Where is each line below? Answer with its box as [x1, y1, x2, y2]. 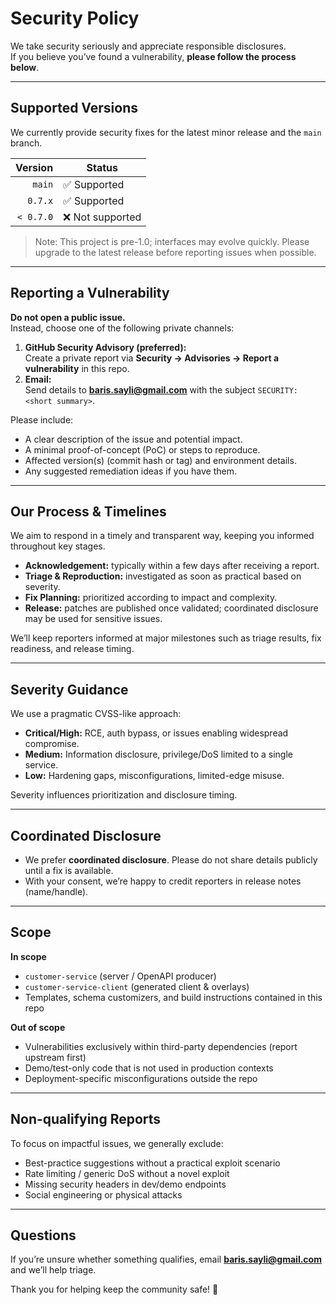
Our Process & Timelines [10, 503, 167, 520]
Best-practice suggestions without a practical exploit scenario [24, 1157, 281, 1169]
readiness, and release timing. [10, 643, 135, 655]
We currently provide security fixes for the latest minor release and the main [10, 126, 322, 138]
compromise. [24, 738, 80, 750]
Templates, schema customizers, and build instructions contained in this [24, 991, 323, 1003]
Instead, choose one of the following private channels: [10, 322, 235, 334]
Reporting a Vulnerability [10, 285, 170, 302]
